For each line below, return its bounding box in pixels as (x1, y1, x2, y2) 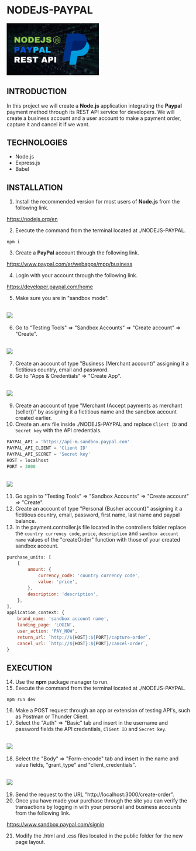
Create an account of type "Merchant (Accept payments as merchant (15, 402, 183, 409)
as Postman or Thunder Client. (15, 713, 90, 720)
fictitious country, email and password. (15, 366, 109, 373)
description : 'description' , (27, 591, 99, 597)
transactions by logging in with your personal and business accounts (15, 804, 181, 811)
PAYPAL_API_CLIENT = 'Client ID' (6, 445, 88, 451)
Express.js (15, 159, 40, 167)
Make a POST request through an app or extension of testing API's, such (15, 707, 191, 714)
